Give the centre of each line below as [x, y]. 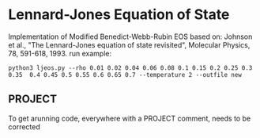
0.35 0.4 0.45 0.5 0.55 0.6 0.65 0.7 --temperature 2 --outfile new [125, 75]
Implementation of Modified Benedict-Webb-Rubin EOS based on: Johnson [130, 36]
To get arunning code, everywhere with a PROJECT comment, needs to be [130, 118]
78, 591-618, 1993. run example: [60, 53]
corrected [24, 126]
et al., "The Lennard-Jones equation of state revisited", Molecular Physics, [129, 44]
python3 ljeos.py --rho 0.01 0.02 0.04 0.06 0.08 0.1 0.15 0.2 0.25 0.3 [130, 68]
